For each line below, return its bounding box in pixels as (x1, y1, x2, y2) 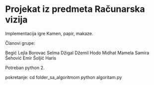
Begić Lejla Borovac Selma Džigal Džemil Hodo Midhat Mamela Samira (5, 50, 150, 56)
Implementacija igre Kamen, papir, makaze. (5, 30, 93, 36)
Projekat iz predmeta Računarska (5, 3, 145, 15)
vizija (5, 14, 28, 25)
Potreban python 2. (5, 65, 45, 71)
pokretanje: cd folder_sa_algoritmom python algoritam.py (5, 74, 122, 80)
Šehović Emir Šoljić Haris (5, 55, 56, 61)
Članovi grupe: (5, 40, 35, 46)
